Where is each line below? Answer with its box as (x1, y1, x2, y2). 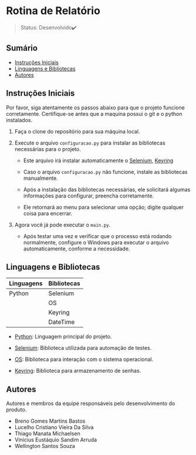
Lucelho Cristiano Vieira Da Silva (14, 424, 94, 431)
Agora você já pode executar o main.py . (14, 221, 111, 228)
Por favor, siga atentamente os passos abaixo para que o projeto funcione (6, 104, 185, 111)
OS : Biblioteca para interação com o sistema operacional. (14, 356, 154, 363)
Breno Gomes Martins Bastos (14, 417, 86, 424)
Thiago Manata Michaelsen (14, 430, 80, 437)
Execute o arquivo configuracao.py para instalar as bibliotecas (14, 139, 165, 146)
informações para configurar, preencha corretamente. (23, 192, 154, 199)
